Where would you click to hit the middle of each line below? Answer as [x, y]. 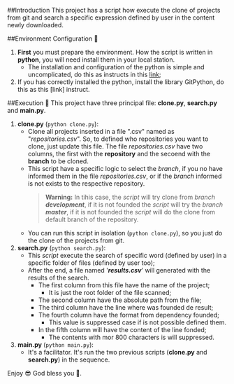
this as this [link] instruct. [53, 89]
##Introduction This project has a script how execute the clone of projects [114, 10]
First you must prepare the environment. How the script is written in [115, 52]
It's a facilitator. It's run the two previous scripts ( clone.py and [117, 352]
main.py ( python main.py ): [56, 345]
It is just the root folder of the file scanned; [110, 293]
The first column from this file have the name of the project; [124, 285]
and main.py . [27, 110]
